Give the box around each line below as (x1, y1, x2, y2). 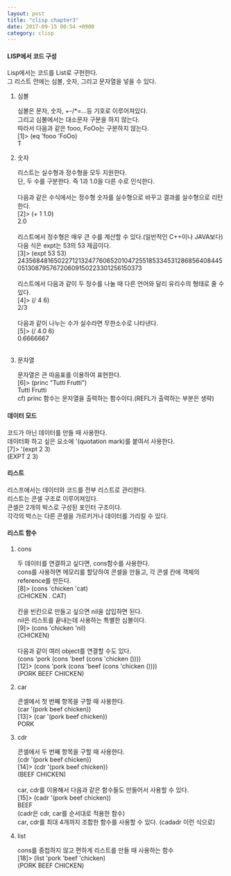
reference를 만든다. (17, 577, 71, 585)
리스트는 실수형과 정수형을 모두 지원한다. (17, 168, 127, 177)
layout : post (7, 10, 45, 17)
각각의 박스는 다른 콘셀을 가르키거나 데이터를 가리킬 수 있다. (7, 511, 169, 520)
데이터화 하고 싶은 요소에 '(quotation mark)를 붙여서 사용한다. (7, 437, 176, 445)
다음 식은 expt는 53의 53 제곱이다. (17, 241, 111, 250)
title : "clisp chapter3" (7, 17, 79, 24)
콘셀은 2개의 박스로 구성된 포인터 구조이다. (7, 503, 123, 511)
